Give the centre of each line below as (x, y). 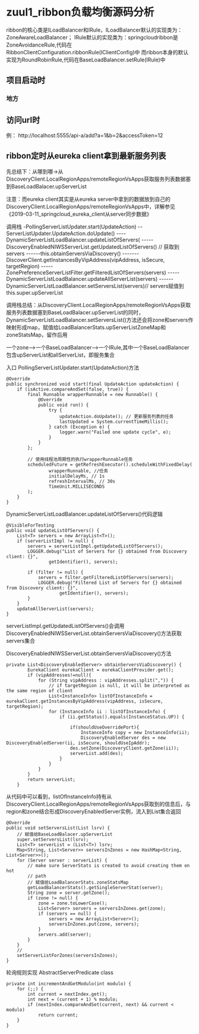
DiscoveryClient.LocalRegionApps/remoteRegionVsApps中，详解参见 (91, 206)
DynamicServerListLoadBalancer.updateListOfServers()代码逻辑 (85, 514)
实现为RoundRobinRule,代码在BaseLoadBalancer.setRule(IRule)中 (86, 60)
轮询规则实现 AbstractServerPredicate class (60, 972)
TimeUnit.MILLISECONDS (77, 487)
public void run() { (63, 405)
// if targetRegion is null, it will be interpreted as (119, 685)
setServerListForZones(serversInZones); (67, 955)
